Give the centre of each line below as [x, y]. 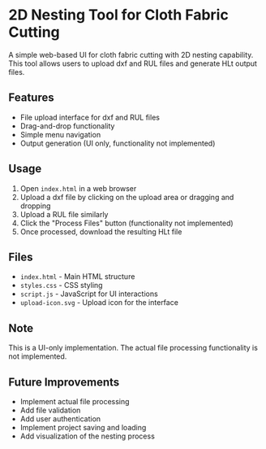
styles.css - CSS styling [61, 286]
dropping [35, 206]
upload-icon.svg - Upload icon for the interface [99, 303]
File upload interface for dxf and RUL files [90, 117]
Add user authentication [60, 419]
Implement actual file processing [75, 401]
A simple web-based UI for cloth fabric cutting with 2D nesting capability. [131, 54]
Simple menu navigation [60, 134]
